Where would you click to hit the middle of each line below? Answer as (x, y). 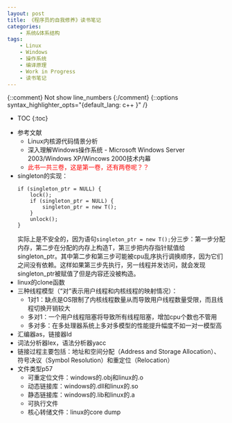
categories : (24, 26)
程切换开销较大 (49, 308)
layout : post (26, 13)
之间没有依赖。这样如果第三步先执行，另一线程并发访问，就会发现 (111, 265)
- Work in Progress (48, 71)
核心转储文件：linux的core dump (74, 412)
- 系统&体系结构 (40, 33)
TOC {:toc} (33, 118)
